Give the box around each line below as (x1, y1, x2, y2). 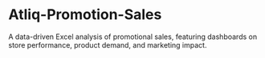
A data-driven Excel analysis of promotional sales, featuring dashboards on (8, 32, 258, 41)
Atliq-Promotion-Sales (8, 6, 162, 24)
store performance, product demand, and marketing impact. (8, 40, 207, 49)
